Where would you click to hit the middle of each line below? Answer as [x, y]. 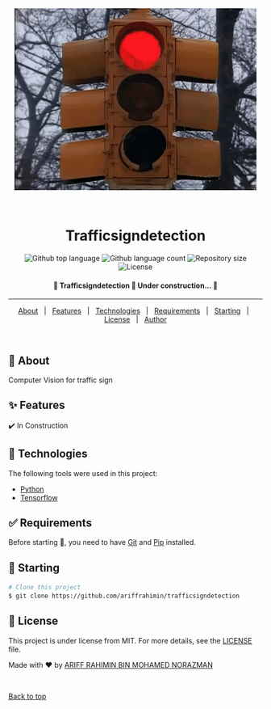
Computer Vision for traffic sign [60, 380]
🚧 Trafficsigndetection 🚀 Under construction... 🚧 [135, 285]
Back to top [27, 696]
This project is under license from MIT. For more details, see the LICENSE [130, 640]
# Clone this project [45, 588]
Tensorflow [39, 497]
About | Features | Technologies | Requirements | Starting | [133, 311]
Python [32, 489]
